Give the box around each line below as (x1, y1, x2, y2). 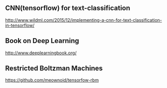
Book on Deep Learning (5, 37, 79, 45)
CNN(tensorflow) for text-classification (5, 4, 131, 12)
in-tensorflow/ (5, 22, 35, 28)
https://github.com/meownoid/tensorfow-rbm (5, 77, 99, 83)
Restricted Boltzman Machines (5, 64, 103, 73)
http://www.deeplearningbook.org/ (5, 49, 77, 56)
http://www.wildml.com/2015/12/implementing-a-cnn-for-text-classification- (5, 17, 162, 23)
